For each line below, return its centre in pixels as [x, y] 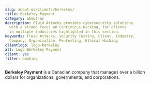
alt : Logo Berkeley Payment [33, 49]
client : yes [17, 54]
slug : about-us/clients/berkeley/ [40, 9]
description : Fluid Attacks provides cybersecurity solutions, [70, 23]
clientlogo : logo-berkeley [32, 45]
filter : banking [21, 59]
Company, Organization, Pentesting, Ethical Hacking [64, 41]
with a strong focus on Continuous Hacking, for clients [68, 27]
